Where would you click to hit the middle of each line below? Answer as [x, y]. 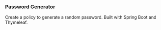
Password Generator [30, 7]
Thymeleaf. [16, 22]
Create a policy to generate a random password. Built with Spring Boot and [81, 17]
